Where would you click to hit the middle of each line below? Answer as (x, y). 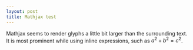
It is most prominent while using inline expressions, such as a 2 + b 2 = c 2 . (94, 40)
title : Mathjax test (31, 17)
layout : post (22, 11)
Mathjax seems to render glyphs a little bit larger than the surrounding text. (97, 33)
